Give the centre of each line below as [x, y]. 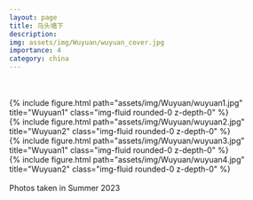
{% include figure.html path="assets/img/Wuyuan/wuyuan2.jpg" [127, 122]
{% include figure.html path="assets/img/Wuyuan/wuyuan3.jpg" [127, 140]
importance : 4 [36, 51]
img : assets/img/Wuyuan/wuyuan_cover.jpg [87, 42]
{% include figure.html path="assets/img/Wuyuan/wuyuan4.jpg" [127, 160]
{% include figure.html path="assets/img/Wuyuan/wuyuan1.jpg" [126, 103]
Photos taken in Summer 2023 [65, 188]
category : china [39, 59]
